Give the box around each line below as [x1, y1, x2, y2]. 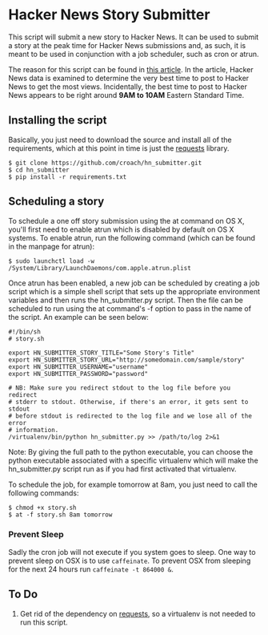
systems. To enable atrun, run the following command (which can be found [8, 233, 256, 242]
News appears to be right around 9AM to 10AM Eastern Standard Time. [8, 90, 245, 99]
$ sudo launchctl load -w [8, 257, 94, 265]
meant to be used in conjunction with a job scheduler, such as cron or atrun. [8, 49, 259, 59]
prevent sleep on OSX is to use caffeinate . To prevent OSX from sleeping [8, 556, 251, 565]
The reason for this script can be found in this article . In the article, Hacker [8, 64, 254, 74]
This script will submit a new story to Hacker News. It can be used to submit [8, 32, 259, 42]
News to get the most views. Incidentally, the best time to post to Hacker [8, 82, 248, 91]
